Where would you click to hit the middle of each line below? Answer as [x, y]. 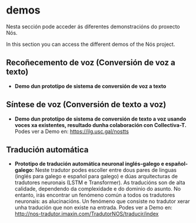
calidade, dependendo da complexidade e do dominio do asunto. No [98, 189]
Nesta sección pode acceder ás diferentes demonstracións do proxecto [93, 26]
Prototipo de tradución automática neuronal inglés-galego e [89, 164]
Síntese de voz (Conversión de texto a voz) [86, 104]
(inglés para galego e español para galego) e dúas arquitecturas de [96, 177]
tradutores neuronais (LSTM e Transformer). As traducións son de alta [100, 182]
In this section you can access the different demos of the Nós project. [91, 44]
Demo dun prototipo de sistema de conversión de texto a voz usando [100, 119]
